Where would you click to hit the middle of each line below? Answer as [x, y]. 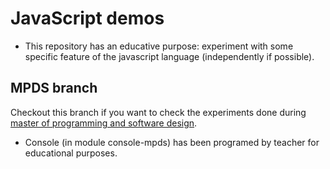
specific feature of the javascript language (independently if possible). [169, 56]
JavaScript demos [87, 18]
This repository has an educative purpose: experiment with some [159, 46]
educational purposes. [71, 153]
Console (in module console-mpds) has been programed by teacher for [172, 142]
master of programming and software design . [104, 123]
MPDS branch [54, 88]
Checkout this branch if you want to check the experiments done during [158, 112]
